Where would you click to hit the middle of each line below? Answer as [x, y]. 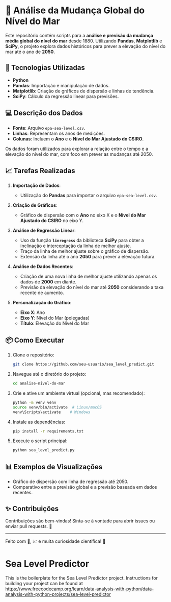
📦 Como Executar [35, 340]
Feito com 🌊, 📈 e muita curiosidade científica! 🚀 [55, 541]
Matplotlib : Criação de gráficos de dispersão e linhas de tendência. [83, 91]
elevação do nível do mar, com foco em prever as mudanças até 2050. [79, 154]
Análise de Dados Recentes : [43, 267]
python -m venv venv [34, 402]
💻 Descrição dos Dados [44, 113]
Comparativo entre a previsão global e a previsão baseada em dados [85, 487]
